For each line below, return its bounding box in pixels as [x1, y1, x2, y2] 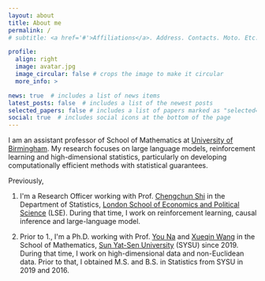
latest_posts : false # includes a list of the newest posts [8, 99, 214, 107]
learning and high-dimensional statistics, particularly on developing [8, 152, 227, 162]
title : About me [8, 19, 62, 27]
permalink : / [8, 26, 51, 34]
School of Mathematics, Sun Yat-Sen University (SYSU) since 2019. [19, 241, 239, 250]
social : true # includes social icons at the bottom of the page [8, 114, 231, 122]
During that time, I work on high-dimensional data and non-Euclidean [19, 249, 244, 258]
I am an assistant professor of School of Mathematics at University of [8, 135, 233, 145]
